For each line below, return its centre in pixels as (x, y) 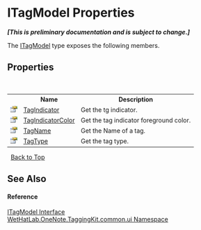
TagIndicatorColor (49, 120)
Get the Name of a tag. (113, 131)
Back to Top (27, 157)
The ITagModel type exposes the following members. (83, 45)
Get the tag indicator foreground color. (136, 120)
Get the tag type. (105, 141)
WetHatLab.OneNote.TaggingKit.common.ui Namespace (88, 220)
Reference (23, 197)
